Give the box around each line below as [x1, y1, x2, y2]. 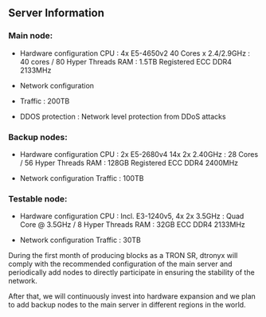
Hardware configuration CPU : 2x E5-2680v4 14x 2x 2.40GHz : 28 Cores [19, 149, 259, 158]
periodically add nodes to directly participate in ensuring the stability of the [8, 268, 255, 277]
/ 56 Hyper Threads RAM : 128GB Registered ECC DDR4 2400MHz [19, 158, 239, 167]
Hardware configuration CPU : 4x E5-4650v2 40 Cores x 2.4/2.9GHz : [19, 48, 251, 58]
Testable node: [8, 193, 68, 204]
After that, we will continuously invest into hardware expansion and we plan [8, 292, 256, 301]
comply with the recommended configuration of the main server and [8, 259, 233, 269]
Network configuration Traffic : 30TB [19, 235, 141, 245]
